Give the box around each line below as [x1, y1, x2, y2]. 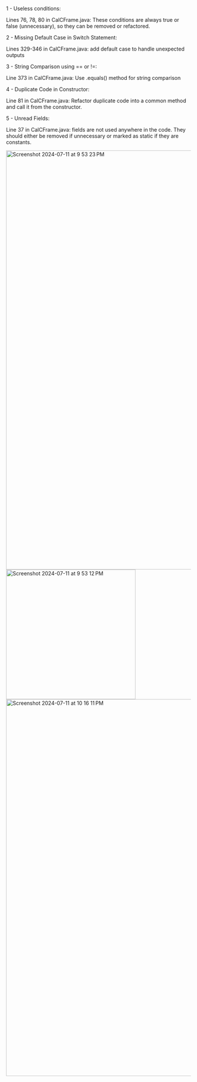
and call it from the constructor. [6, 103, 82, 110]
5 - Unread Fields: [6, 115, 50, 122]
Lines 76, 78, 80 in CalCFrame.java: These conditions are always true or [6, 16, 179, 23]
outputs [6, 52, 25, 58]
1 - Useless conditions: [6, 5, 61, 12]
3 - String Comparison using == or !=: [6, 63, 97, 70]
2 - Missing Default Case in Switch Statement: [6, 34, 117, 41]
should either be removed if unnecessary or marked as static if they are [6, 132, 179, 139]
